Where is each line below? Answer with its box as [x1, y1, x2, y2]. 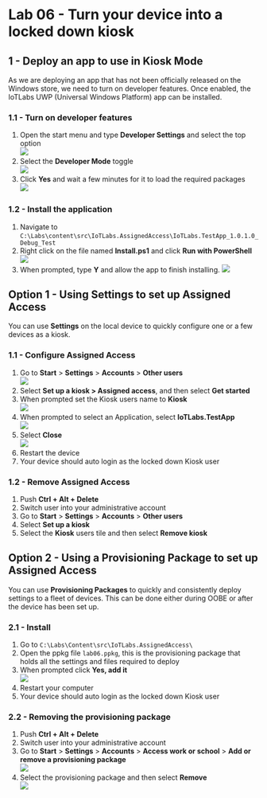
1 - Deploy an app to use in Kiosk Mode [8, 54, 203, 68]
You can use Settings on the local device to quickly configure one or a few [8, 321, 253, 331]
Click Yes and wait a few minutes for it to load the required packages [19, 174, 246, 184]
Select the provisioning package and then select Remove [19, 773, 207, 782]
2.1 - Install [8, 621, 52, 632]
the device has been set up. [8, 601, 99, 611]
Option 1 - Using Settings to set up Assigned [8, 288, 231, 301]
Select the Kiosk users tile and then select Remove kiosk [19, 528, 208, 538]
